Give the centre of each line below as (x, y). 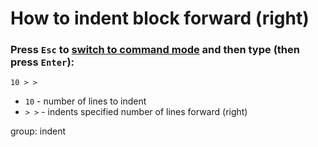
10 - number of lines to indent (85, 101)
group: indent (38, 131)
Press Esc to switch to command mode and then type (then (155, 50)
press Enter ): (42, 62)
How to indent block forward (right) (160, 18)
